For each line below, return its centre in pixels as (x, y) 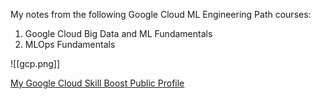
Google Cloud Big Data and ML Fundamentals (118, 33)
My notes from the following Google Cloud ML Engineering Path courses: (161, 14)
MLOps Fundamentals (70, 44)
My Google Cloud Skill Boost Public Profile (97, 83)
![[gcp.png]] (35, 63)
